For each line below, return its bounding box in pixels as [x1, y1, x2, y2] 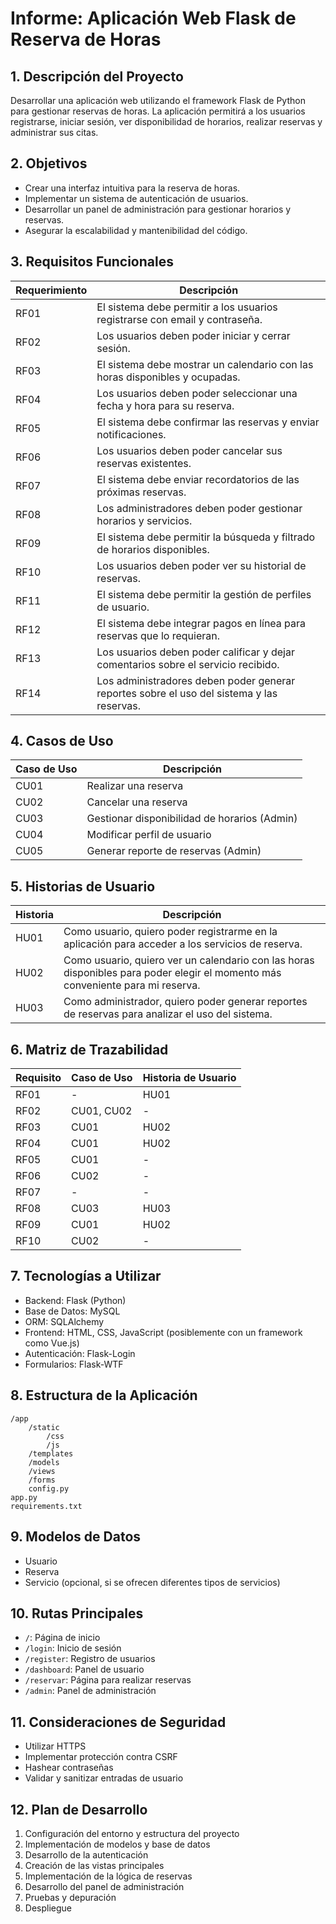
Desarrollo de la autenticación [24, 1848, 149, 1861]
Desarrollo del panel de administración [24, 1880, 185, 1892]
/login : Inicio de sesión [24, 1642, 122, 1654]
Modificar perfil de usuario [86, 828, 212, 842]
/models [28, 1457, 60, 1467]
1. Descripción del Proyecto [10, 68, 184, 85]
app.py [10, 1492, 38, 1502]
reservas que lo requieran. [96, 628, 221, 642]
